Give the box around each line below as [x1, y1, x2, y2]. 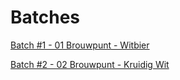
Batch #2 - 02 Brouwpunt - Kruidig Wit [10, 58, 170, 70]
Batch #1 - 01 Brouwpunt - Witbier [10, 39, 150, 51]
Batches [10, 6, 81, 29]
